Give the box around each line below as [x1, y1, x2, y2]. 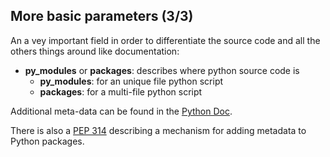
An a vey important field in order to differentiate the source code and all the [10, 34, 321, 46]
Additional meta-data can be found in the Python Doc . [10, 105, 233, 117]
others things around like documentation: [10, 45, 180, 57]
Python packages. [10, 135, 85, 147]
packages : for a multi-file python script [39, 85, 203, 98]
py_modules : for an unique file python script [39, 75, 224, 87]
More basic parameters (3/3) [10, 8, 194, 25]
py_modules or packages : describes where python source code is [24, 64, 300, 76]
